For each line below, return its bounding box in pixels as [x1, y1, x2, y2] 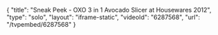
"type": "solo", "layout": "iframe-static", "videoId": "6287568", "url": [6, 13, 201, 21]
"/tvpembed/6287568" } [6, 21, 76, 28]
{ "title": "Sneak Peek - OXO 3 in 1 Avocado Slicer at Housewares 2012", [6, 6, 212, 14]
